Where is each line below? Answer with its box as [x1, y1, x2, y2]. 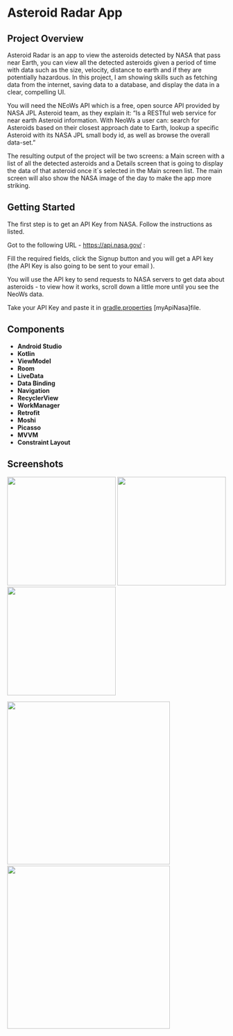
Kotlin [17, 349, 35, 357]
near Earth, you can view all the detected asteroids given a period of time [7, 58, 216, 67]
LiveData [17, 371, 44, 380]
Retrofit [17, 408, 40, 416]
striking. [7, 181, 31, 189]
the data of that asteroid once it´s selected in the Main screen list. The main [7, 167, 223, 175]
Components [7, 323, 64, 335]
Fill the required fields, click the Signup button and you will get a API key [7, 254, 214, 262]
